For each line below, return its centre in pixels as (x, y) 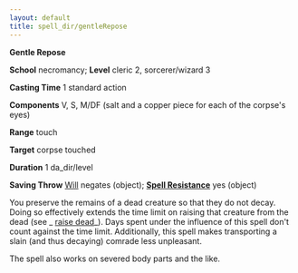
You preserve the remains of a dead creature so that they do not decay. (143, 202)
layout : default (40, 18)
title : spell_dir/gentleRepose (68, 26)
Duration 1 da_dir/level (51, 167)
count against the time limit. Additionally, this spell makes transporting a (144, 231)
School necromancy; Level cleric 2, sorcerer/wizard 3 (110, 70)
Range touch (34, 132)
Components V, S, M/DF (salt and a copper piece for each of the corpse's (148, 104)
